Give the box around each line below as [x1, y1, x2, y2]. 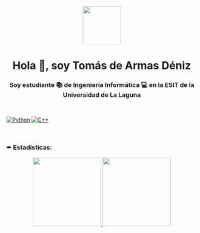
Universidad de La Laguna [62, 91, 141, 99]
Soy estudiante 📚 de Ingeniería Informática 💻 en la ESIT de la [9, 81, 195, 89]
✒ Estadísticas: [6, 143, 53, 151]
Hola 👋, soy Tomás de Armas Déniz [12, 59, 192, 72]
